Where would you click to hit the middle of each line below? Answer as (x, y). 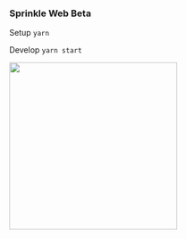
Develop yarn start (46, 50)
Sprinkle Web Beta (51, 13)
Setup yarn (30, 33)
